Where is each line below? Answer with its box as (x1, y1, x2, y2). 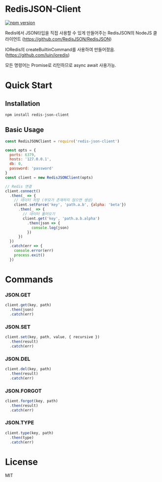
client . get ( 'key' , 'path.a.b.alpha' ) (23, 216, 100, 221)
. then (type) (9, 435, 34, 440)
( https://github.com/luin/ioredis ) (5, 52, 70, 58)
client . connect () (5, 189, 41, 193)
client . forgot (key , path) (5, 398, 58, 403)
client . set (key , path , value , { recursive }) (5, 335, 100, 340)
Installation (5, 99, 40, 108)
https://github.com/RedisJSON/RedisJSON (24, 36, 110, 42)
